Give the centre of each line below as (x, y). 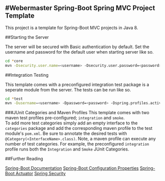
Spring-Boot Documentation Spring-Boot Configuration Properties (72, 168)
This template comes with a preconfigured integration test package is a (77, 84)
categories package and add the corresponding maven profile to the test (79, 128)
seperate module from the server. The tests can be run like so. (68, 90)
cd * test (14, 99)
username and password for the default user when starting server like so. (79, 52)
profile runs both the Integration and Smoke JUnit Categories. (67, 149)
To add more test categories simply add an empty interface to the (71, 123)
